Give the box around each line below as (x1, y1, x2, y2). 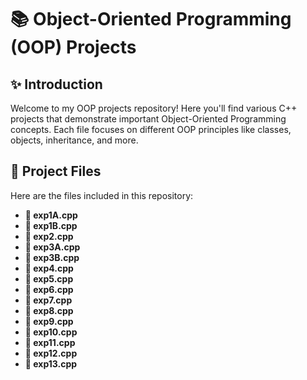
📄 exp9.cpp (24, 315, 74, 327)
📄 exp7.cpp (24, 294, 73, 306)
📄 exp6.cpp (24, 283, 74, 295)
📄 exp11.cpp (24, 336, 76, 348)
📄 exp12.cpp (24, 347, 78, 359)
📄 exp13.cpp (24, 357, 78, 370)
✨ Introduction (10, 76, 103, 93)
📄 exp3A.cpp (24, 241, 81, 253)
